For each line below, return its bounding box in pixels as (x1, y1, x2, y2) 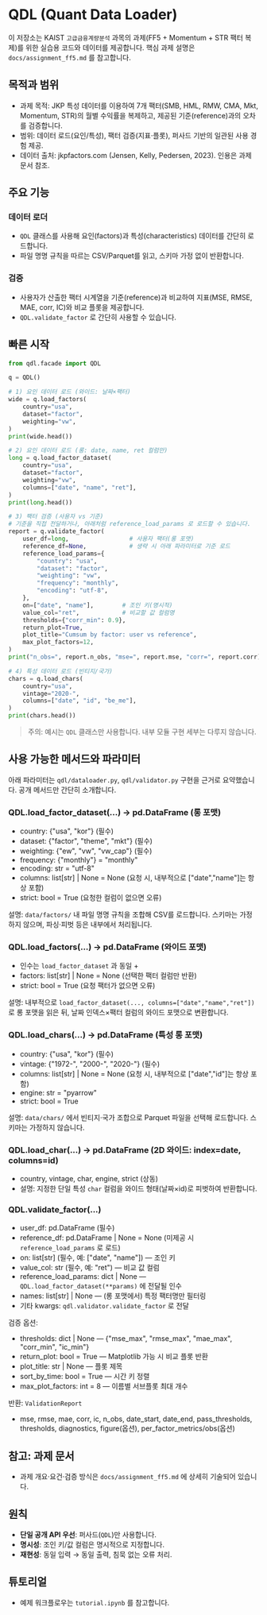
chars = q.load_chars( (8, 674, 83, 682)
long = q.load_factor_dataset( (8, 454, 112, 462)
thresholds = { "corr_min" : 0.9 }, (22, 616, 126, 624)
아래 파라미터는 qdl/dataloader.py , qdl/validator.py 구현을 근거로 (8, 775, 221, 784)
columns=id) (8, 1154, 59, 1165)
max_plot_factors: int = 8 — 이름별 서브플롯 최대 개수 (19, 1381, 188, 1391)
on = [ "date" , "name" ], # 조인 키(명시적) (22, 601, 173, 609)
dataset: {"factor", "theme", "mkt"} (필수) (19, 836, 153, 846)
